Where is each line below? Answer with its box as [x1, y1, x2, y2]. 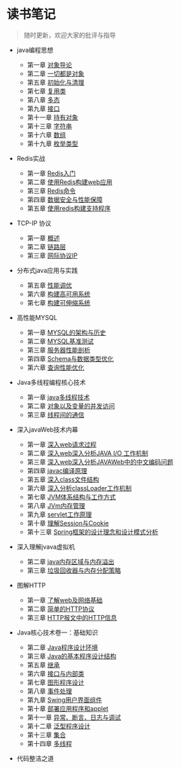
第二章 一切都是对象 [27, 69, 85, 78]
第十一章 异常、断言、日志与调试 [27, 713, 122, 721]
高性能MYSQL [16, 313, 57, 322]
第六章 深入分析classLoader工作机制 [27, 484, 132, 492]
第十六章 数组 [27, 130, 66, 139]
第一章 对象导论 [27, 60, 73, 69]
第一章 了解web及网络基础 [27, 595, 103, 604]
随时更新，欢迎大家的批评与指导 [23, 31, 116, 39]
